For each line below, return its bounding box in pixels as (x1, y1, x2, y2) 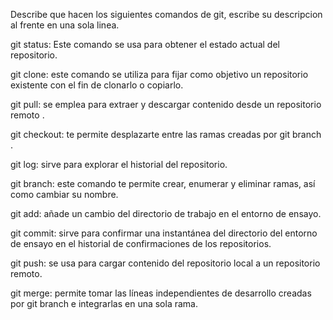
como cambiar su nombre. (10, 189, 119, 200)
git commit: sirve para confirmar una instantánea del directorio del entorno (10, 227, 318, 239)
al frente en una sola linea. (10, 19, 120, 31)
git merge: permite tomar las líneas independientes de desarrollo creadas (10, 287, 312, 299)
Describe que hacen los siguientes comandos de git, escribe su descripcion (10, 9, 323, 20)
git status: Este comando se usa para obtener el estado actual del (10, 39, 280, 50)
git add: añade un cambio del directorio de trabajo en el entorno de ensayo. (10, 208, 322, 219)
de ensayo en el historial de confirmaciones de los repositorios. (10, 238, 272, 249)
